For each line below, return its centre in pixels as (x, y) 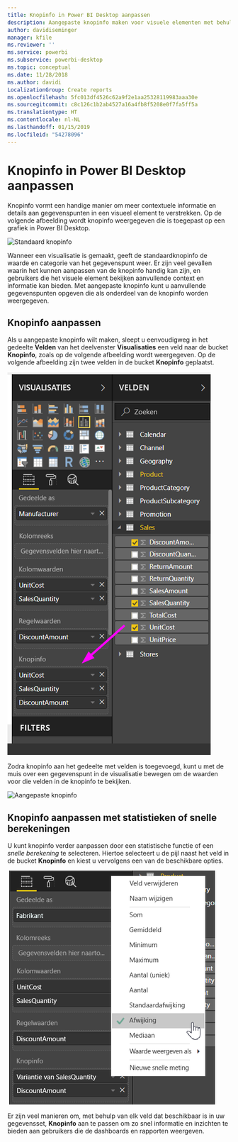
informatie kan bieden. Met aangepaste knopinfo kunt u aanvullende (107, 285)
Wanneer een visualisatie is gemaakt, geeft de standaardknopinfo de (107, 255)
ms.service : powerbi (38, 52)
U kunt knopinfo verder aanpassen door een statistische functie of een (110, 846)
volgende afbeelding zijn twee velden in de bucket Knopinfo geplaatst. (111, 362)
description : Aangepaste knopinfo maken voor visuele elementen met (110, 22)
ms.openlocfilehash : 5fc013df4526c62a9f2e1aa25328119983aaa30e (103, 97)
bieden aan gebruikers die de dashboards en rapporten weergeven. (106, 1131)
